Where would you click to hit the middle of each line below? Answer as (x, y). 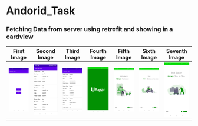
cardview (20, 37)
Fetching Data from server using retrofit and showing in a (90, 29)
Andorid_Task (41, 11)
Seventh (176, 51)
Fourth (98, 51)
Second (46, 51)
